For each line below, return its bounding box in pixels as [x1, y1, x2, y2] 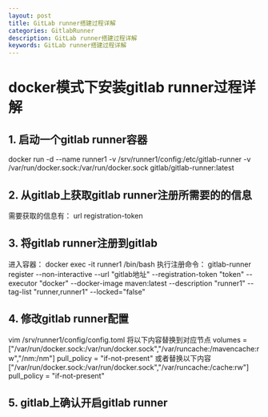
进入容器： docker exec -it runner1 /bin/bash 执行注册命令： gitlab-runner [8, 259, 252, 269]
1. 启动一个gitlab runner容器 [8, 133, 148, 146]
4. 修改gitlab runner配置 [8, 312, 130, 326]
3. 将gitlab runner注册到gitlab [8, 237, 158, 251]
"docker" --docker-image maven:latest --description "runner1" [38, 278, 246, 288]
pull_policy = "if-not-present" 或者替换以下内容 [56, 353, 212, 363]
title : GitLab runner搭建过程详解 [8, 19, 116, 27]
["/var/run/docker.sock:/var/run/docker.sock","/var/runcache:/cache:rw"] [8, 362, 250, 372]
